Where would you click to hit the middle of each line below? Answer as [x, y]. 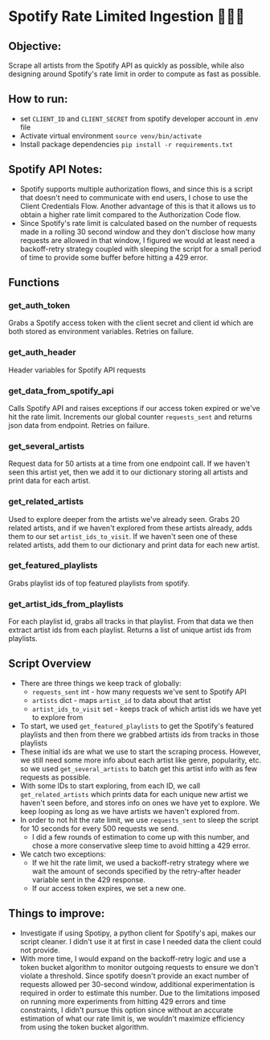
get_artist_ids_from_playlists [66, 604]
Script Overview [50, 664]
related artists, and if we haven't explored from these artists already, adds [131, 528]
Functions [34, 283]
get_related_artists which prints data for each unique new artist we [134, 794]
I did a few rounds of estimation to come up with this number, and [141, 837]
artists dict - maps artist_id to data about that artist [121, 700]
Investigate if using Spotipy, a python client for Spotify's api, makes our [138, 933]
